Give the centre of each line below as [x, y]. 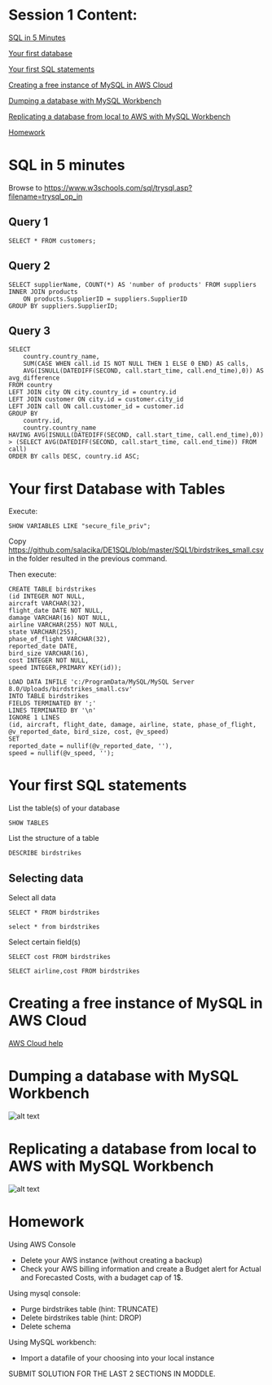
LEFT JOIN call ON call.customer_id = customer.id [96, 407]
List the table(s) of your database [64, 808]
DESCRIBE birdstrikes [45, 853]
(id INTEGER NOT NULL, [47, 596]
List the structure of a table [54, 838]
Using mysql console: [45, 1293]
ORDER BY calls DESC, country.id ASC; [74, 457]
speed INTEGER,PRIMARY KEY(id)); [65, 668]
